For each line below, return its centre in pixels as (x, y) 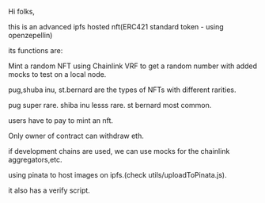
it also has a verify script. (49, 190)
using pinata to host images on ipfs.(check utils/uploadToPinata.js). (117, 175)
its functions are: (36, 50)
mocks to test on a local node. (57, 74)
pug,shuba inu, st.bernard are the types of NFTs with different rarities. (122, 90)
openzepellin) (30, 35)
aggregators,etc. (35, 159)
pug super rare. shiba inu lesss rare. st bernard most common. (110, 105)
